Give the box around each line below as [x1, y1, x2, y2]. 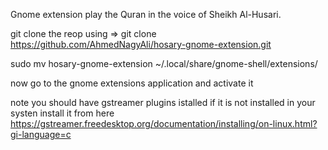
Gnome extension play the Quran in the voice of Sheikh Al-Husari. [10, 9, 282, 20]
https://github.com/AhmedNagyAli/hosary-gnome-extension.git [10, 39, 272, 50]
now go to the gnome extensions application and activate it [10, 77, 254, 89]
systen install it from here [10, 107, 115, 119]
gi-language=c [10, 129, 72, 140]
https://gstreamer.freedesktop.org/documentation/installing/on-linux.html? [10, 118, 318, 129]
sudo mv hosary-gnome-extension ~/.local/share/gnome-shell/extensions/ [10, 58, 318, 69]
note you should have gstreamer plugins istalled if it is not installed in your [10, 97, 316, 108]
